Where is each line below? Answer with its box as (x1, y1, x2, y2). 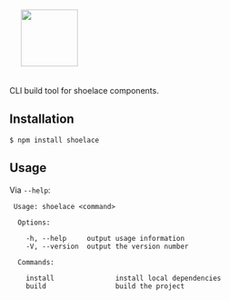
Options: (17, 217, 51, 227)
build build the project (25, 281, 185, 291)
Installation (9, 112, 75, 127)
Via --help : (9, 185, 51, 195)
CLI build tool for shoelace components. (9, 85, 159, 95)
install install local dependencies (25, 274, 222, 283)
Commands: (17, 257, 55, 266)
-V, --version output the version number (25, 242, 189, 251)
